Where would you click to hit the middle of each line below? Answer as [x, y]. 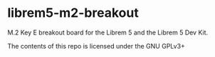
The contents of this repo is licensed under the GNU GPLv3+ [96, 46]
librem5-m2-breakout [73, 13]
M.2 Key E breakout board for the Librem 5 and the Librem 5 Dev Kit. [108, 32]
